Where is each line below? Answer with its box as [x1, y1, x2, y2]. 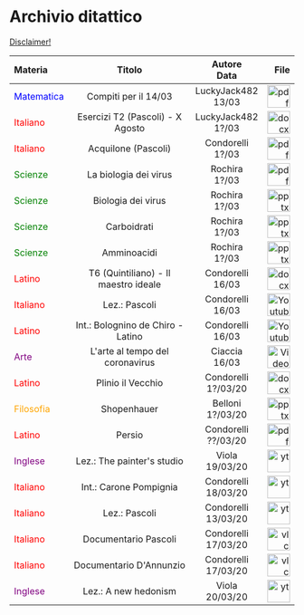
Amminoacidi [101, 246, 158, 259]
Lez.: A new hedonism [82, 584, 176, 597]
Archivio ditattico [9, 6, 143, 27]
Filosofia [14, 402, 51, 415]
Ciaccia [211, 344, 243, 357]
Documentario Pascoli [82, 533, 176, 545]
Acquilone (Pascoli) [88, 142, 172, 155]
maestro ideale [98, 278, 161, 291]
